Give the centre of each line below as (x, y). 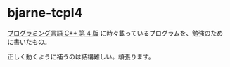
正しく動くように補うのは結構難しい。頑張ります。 (81, 57)
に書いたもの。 (29, 42)
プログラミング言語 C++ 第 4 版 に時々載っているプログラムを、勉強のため (115, 33)
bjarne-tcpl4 (45, 13)
